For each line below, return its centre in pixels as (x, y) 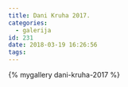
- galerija (33, 30)
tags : (17, 52)
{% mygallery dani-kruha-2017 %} (64, 75)
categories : (28, 23)
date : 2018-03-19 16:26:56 (53, 45)
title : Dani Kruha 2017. (49, 15)
